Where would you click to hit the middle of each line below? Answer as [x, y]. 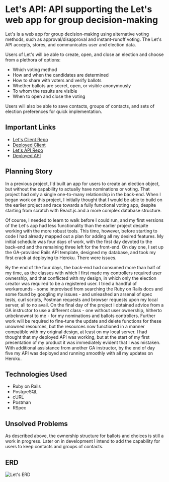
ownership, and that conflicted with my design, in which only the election [81, 278]
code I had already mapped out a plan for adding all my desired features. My [84, 236]
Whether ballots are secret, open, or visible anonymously [72, 85]
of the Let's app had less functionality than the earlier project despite [77, 225]
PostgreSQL [25, 392]
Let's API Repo [28, 150]
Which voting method [35, 70]
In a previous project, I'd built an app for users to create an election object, [82, 184]
